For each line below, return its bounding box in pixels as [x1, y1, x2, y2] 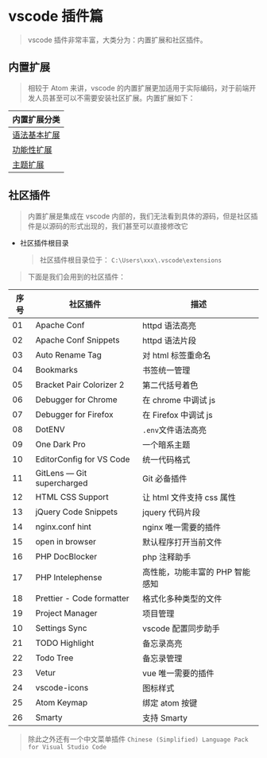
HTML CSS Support [35, 491, 109, 502]
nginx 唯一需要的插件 [142, 521, 221, 532]
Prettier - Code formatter [35, 593, 130, 604]
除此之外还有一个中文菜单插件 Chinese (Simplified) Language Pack [27, 734, 249, 744]
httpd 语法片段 [142, 335, 196, 346]
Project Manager [35, 607, 98, 618]
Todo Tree [35, 652, 74, 663]
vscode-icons [35, 682, 89, 693]
